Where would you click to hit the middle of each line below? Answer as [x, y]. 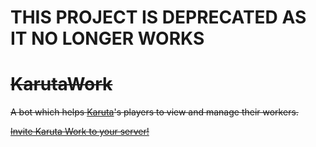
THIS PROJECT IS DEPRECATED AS [158, 17]
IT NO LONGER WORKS [107, 38]
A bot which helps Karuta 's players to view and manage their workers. [154, 112]
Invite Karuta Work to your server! [80, 132]
